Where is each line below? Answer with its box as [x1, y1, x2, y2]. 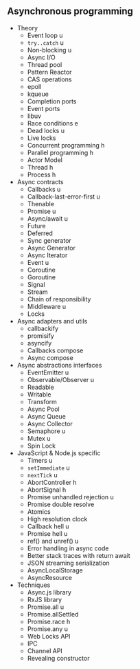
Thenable [27, 199, 55, 208]
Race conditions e [27, 119, 79, 127]
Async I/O [27, 53, 56, 61]
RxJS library [27, 595, 62, 603]
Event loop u [27, 31, 63, 39]
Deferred [27, 229, 54, 237]
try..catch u [27, 38, 64, 47]
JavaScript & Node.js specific [16, 448, 101, 457]
